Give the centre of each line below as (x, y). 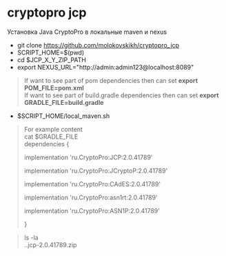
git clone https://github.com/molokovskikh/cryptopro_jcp (98, 45)
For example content (53, 129)
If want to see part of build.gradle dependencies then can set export (121, 95)
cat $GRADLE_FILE (51, 137)
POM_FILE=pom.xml (54, 88)
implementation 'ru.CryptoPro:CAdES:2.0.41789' (92, 184)
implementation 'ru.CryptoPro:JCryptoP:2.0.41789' (96, 170)
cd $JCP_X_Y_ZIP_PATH (51, 59)
